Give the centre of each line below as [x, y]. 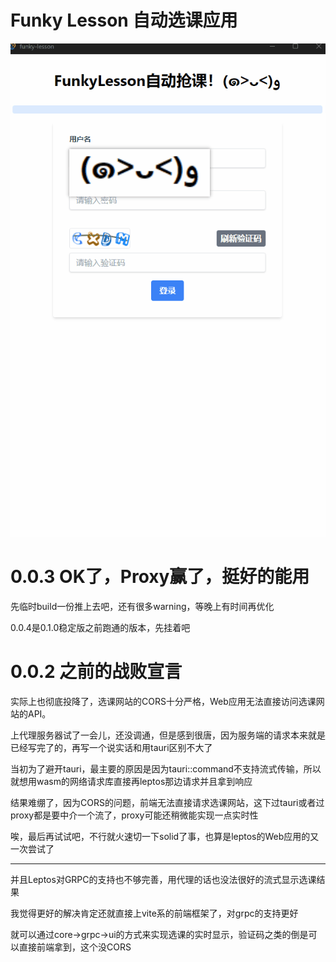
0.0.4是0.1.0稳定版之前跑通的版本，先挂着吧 [100, 627]
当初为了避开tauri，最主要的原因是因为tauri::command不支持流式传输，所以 [166, 768]
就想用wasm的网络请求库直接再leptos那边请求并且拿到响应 [131, 781]
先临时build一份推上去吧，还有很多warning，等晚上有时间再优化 [142, 606]
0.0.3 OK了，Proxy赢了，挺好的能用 [160, 576]
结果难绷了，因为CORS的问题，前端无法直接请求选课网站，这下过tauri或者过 [167, 802]
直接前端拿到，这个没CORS [75, 947]
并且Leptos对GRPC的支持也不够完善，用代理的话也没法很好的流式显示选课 [163, 879]
